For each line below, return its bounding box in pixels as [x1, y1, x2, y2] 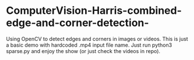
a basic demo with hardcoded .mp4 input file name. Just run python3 [6, 42, 172, 48]
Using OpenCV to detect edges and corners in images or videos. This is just [6, 35, 188, 42]
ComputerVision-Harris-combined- [6, 4, 182, 17]
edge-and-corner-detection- [6, 16, 150, 29]
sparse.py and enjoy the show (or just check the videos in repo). [6, 47, 161, 54]
